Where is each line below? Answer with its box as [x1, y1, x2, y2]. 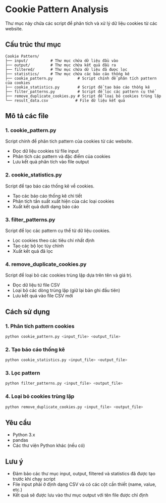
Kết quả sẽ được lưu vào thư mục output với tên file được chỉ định [12, 492, 149, 498]
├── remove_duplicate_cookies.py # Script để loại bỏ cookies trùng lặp [5, 94, 161, 99]
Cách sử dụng [5, 307, 50, 316]
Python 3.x [12, 432, 35, 438]
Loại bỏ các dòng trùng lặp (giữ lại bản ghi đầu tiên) [12, 287, 120, 294]
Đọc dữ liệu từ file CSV [12, 282, 60, 288]
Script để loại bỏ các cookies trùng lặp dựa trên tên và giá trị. [5, 272, 133, 279]
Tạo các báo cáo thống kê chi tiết [12, 193, 82, 199]
